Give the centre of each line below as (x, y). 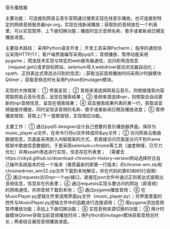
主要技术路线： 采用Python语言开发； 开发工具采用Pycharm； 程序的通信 (81, 48)
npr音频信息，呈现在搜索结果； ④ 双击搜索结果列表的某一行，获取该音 (88, 103)
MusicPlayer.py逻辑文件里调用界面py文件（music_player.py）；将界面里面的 (84, 196)
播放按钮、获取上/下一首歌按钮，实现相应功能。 (55, 116)
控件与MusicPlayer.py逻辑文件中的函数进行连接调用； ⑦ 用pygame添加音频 (85, 202)
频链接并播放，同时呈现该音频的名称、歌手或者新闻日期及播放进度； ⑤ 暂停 (85, 109)
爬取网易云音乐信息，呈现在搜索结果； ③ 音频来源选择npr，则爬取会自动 (82, 97)
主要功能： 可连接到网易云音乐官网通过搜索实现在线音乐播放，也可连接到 (81, 18)
